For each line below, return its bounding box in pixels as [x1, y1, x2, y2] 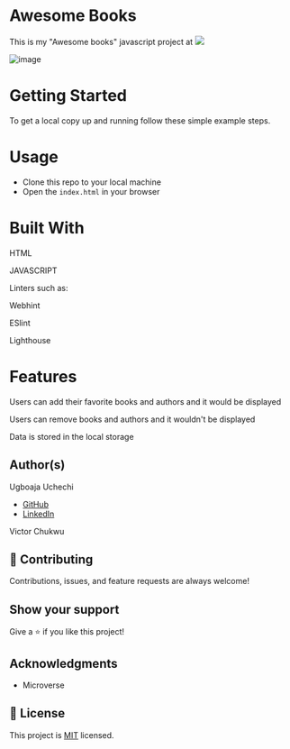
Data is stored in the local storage [9, 431, 134, 442]
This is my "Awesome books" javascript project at [9, 36, 194, 47]
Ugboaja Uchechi [9, 481, 74, 492]
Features [9, 366, 77, 387]
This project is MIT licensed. [9, 729, 114, 740]
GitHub [22, 498, 50, 509]
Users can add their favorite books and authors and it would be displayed [9, 396, 282, 406]
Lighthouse [9, 334, 51, 345]
